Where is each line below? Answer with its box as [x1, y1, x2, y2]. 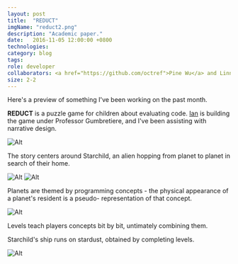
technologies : [7, 43, 50, 50]
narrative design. [7, 125, 57, 133]
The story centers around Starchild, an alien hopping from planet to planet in [7, 151, 230, 160]
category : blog [7, 50, 52, 57]
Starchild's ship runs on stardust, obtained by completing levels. [7, 235, 195, 244]
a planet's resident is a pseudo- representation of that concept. [7, 194, 193, 202]
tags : [7, 57, 23, 64]
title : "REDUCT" [7, 17, 59, 24]
